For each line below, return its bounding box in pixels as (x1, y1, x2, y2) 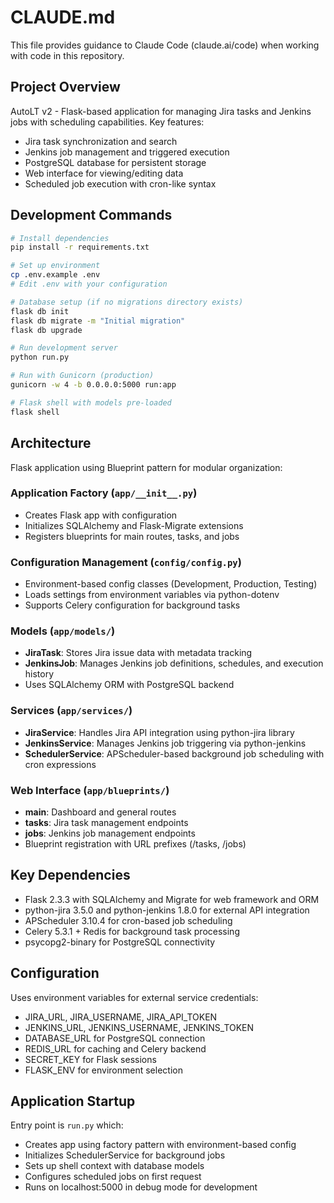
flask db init (10, 306, 70, 316)
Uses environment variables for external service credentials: (10, 991, 259, 1003)
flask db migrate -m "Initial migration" (10, 316, 186, 326)
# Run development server (10, 343, 118, 353)
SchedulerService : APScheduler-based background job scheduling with (24, 747, 325, 760)
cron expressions (24, 758, 97, 770)
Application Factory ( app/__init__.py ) (10, 486, 198, 500)
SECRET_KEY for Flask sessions (24, 1053, 157, 1065)
